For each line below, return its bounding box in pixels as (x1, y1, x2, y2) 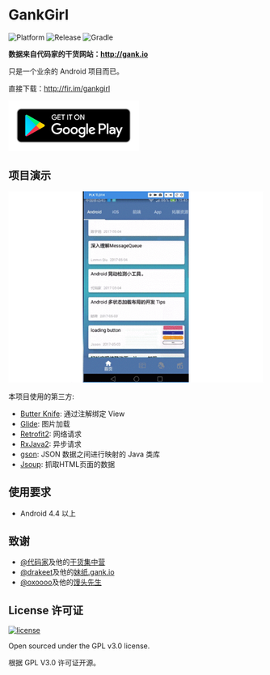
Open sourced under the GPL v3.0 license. (8, 641, 150, 651)
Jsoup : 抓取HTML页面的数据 (19, 459, 116, 469)
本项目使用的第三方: (8, 391, 75, 401)
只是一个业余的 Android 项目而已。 (8, 66, 124, 76)
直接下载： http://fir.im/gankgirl (8, 83, 111, 93)
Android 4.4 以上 (19, 508, 77, 518)
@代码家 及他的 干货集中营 (19, 557, 106, 567)
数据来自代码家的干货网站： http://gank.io (8, 49, 149, 58)
